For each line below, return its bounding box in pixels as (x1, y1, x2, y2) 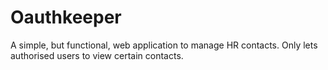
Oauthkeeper (10, 6, 122, 29)
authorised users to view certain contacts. (10, 49, 184, 61)
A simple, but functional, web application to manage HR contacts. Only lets (10, 39, 318, 51)
